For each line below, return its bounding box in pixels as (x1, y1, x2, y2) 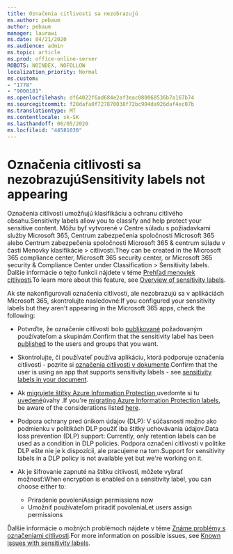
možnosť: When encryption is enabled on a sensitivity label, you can (17, 475, 212, 484)
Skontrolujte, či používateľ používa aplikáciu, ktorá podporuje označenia (17, 353, 225, 362)
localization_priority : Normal (7, 68, 98, 75)
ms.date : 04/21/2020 (7, 36, 67, 43)
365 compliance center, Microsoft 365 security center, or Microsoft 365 (7, 253, 213, 262)
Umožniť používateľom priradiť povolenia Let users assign (27, 503, 193, 512)
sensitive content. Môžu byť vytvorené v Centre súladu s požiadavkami (7, 224, 211, 232)
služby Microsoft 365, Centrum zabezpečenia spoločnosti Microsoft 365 (7, 231, 215, 240)
